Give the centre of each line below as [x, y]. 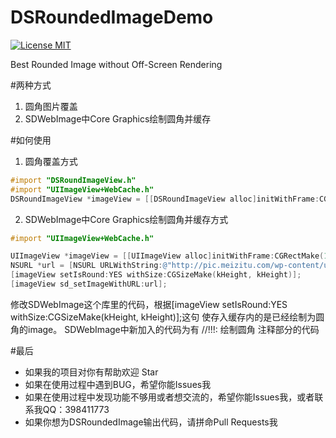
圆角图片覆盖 [51, 106]
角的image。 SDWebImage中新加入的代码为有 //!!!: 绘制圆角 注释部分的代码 [165, 329]
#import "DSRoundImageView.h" [73, 180]
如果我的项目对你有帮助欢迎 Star [91, 372]
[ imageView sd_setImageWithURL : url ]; [89, 284]
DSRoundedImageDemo [112, 17]
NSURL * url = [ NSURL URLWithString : [86, 266]
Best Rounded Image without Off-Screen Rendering [116, 64]
